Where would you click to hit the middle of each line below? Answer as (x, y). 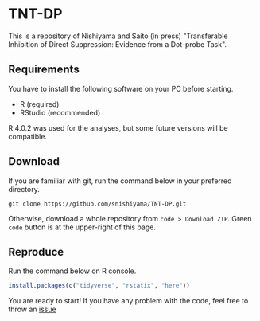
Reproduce (36, 252)
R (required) (39, 104)
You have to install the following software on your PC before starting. (121, 88)
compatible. (28, 136)
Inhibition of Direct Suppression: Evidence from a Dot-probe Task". (118, 44)
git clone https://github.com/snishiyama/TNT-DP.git (97, 204)
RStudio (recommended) (60, 112)
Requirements (44, 70)
